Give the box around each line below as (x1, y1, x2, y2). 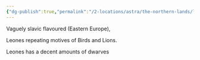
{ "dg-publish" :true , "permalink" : (6, 8, 89, 15)
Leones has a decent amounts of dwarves (6, 48, 110, 55)
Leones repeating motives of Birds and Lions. (6, 36, 117, 43)
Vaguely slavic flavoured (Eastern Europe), (6, 25, 111, 32)
